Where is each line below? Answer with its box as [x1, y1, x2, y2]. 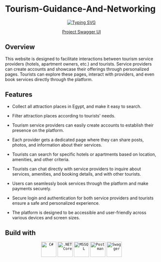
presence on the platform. [12, 127, 64, 133]
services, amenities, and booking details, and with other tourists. [12, 171, 142, 177]
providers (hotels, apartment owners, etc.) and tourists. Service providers [5, 61, 152, 66]
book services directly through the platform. [5, 76, 93, 82]
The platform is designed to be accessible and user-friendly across [12, 210, 146, 215]
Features [5, 91, 32, 99]
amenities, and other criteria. [12, 156, 70, 162]
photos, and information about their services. [12, 142, 103, 147]
